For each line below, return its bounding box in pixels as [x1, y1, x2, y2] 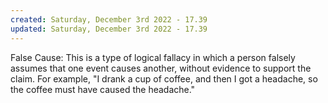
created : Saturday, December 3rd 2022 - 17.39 [10, 14, 208, 25]
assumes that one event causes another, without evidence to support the [10, 62, 312, 74]
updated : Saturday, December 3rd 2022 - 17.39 [10, 24, 208, 34]
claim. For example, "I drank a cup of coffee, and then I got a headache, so [10, 72, 318, 85]
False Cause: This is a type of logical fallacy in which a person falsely [10, 51, 296, 63]
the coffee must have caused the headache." [10, 83, 196, 95]
